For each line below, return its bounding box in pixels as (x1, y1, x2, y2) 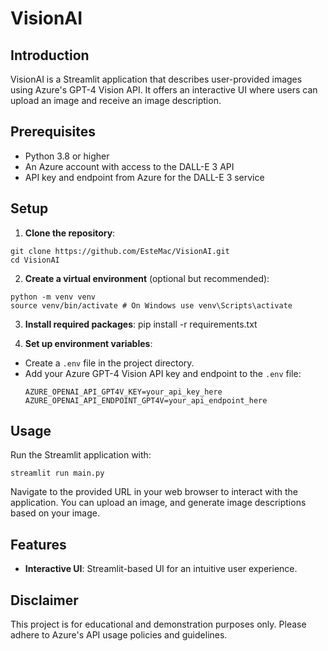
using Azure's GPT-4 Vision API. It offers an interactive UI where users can (10, 84, 318, 96)
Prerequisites (10, 123, 96, 141)
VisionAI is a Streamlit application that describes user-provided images (10, 73, 303, 85)
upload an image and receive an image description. (10, 95, 222, 106)
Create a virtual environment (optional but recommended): (24, 272, 270, 284)
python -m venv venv (10, 292, 97, 302)
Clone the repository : (24, 227, 116, 239)
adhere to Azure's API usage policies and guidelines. (10, 629, 228, 641)
